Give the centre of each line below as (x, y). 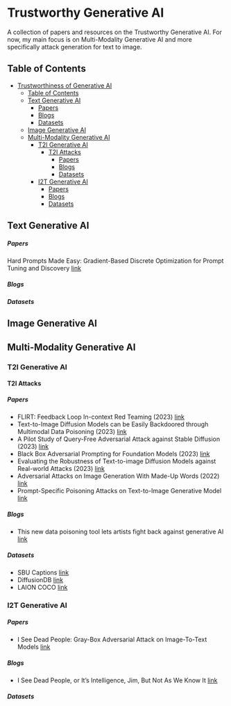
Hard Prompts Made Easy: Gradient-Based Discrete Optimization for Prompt (115, 261)
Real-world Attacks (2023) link (61, 469)
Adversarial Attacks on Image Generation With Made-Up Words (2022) (118, 476)
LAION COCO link (42, 587)
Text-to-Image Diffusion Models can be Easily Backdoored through (113, 424)
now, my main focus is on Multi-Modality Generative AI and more (100, 39)
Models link (34, 647)
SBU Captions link (43, 572)
